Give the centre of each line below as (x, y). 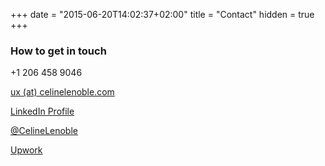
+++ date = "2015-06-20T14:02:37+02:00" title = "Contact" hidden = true (162, 14)
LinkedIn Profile (42, 111)
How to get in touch (58, 51)
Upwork (26, 150)
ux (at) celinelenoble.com (62, 92)
